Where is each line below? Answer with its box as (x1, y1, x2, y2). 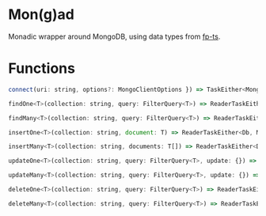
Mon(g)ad (8, 6, 75, 24)
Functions (8, 59, 75, 78)
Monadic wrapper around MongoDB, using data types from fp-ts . (8, 32, 221, 41)
